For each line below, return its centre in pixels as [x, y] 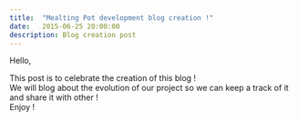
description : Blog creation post [73, 35]
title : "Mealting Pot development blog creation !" [112, 18]
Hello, [21, 61]
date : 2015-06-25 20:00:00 [65, 26]
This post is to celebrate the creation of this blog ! [103, 78]
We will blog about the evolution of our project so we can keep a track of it [149, 88]
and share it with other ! [54, 97]
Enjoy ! [22, 107]
